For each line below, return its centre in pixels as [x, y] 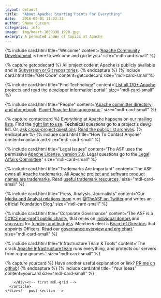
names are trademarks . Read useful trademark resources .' [63, 179]
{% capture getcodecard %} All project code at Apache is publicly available [80, 65]
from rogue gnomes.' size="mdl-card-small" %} [53, 253]
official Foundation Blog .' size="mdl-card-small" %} [56, 204]
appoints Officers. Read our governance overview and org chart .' [70, 229]
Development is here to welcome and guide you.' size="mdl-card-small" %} [80, 55]
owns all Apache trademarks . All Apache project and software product [75, 174]
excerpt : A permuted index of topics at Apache [54, 37]
